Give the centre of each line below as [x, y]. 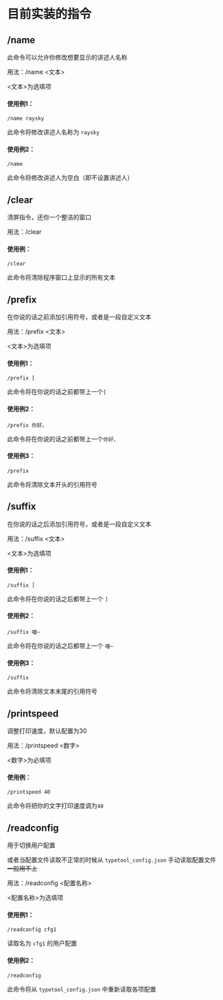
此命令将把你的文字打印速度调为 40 [56, 806]
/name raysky [26, 119]
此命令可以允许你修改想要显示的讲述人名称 [67, 57]
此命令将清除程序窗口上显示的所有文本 [61, 278]
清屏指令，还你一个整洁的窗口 [49, 217]
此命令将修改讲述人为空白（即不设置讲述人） [70, 178]
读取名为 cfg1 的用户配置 [42, 944]
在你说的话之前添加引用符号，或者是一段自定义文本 [79, 317]
